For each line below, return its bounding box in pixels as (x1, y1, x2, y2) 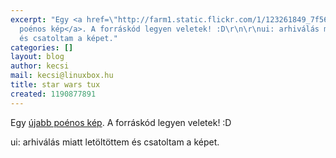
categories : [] (10, 42, 74, 53)
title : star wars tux (10, 80, 101, 90)
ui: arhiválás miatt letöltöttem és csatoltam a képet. (10, 136, 220, 148)
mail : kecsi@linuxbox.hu (10, 71, 114, 81)
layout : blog (10, 52, 65, 62)
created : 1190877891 (10, 89, 97, 99)
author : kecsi (10, 61, 70, 71)
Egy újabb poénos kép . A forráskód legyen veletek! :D (10, 116, 232, 128)
